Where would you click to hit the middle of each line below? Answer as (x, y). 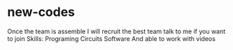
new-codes (41, 12)
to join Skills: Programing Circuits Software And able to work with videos (111, 38)
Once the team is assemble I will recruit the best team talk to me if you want (116, 31)
